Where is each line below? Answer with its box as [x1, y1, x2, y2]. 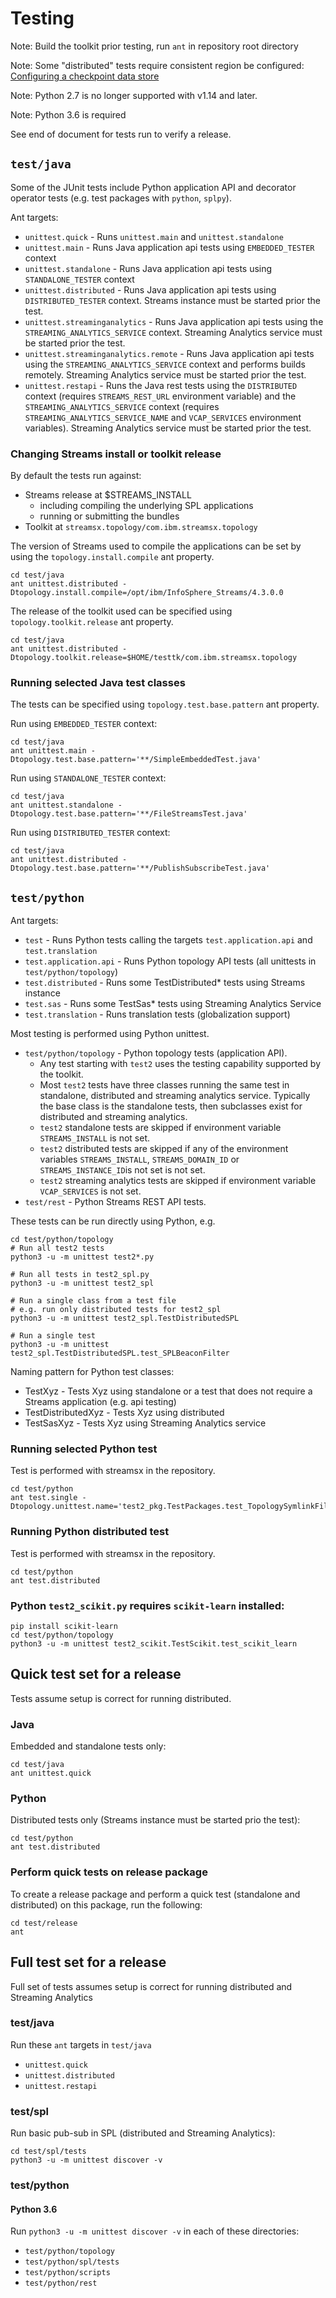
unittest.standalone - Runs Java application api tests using [24, 262, 273, 274]
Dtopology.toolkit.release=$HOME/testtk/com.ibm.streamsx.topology [10, 653, 298, 663]
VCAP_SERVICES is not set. [39, 1185, 142, 1197]
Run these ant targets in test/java [10, 2038, 152, 2051]
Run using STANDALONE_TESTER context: [10, 772, 167, 784]
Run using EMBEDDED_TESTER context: [10, 718, 158, 730]
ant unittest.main [10, 746, 87, 756]
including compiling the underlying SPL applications [39, 500, 254, 512]
